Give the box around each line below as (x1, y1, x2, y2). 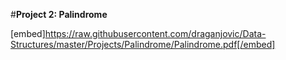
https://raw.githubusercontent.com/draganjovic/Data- (44, 28, 267, 39)
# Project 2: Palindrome (10, 9, 108, 20)
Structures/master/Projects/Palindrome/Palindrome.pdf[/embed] (10, 39, 276, 50)
